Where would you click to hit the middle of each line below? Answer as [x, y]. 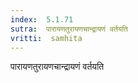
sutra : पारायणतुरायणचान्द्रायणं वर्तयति [69, 29]
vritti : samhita [46, 38]
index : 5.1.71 [42, 19]
